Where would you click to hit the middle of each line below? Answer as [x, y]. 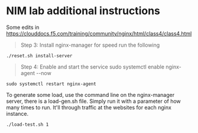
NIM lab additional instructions [83, 11]
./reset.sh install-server [39, 56]
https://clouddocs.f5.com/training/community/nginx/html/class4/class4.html [99, 33]
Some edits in [23, 27]
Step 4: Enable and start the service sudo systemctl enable [92, 67]
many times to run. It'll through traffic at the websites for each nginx [89, 107]
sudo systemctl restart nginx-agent [51, 84]
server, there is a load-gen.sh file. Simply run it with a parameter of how [94, 101]
